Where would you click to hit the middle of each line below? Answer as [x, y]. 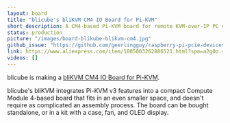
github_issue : [27, 45]
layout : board [27, 13]
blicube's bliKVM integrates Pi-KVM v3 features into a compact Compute [110, 90]
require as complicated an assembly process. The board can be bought [108, 105]
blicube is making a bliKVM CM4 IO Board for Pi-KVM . [84, 77]
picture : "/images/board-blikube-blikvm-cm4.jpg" [79, 39]
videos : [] [23, 58]
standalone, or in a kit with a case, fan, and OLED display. [88, 112]
